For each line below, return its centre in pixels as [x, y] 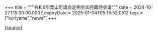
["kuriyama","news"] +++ [31, 18]
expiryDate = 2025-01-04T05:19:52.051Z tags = [94, 13]
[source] [14, 28]
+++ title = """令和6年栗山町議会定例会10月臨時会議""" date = [69, 7]
